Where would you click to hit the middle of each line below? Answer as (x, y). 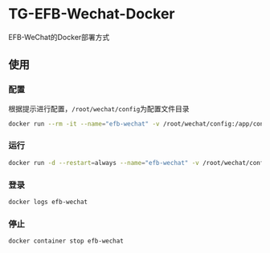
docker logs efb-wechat (48, 202)
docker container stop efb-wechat (66, 241)
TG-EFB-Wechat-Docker (92, 14)
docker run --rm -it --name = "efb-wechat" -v (84, 124)
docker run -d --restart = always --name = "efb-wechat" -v (104, 163)
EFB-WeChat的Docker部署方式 (59, 37)
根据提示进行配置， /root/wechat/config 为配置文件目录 (99, 108)
